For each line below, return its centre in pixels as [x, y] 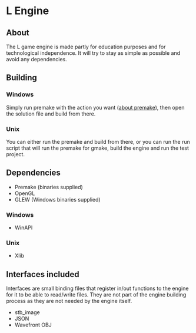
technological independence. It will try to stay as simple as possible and [93, 53]
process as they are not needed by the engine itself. [69, 301]
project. [16, 154]
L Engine [28, 11]
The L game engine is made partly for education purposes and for [86, 47]
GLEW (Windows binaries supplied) [58, 199]
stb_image [27, 312]
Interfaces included [43, 274]
